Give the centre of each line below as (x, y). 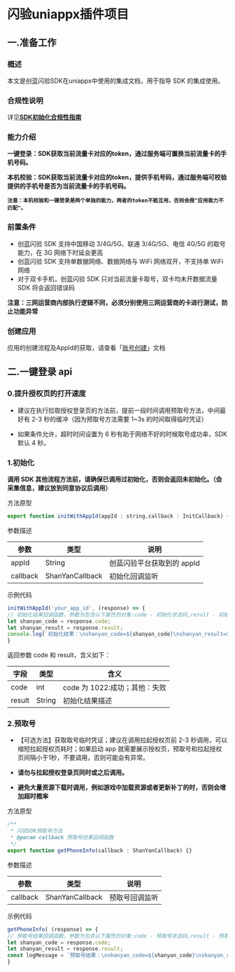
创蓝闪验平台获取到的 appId (155, 563)
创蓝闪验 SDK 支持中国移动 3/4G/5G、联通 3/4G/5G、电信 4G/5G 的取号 (121, 243)
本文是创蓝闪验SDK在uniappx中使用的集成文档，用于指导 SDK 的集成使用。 (116, 81)
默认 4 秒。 (34, 443)
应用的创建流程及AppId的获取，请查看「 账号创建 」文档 (86, 348)
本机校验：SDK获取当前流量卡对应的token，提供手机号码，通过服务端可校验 (117, 177)
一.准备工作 (32, 42)
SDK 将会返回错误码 (46, 288)
